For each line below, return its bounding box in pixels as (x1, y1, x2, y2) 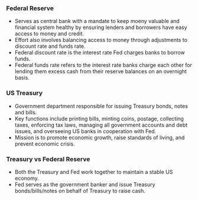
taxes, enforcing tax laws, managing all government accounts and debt (14, 121, 188, 128)
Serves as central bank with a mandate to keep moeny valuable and (14, 18, 180, 25)
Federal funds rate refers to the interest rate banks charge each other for (14, 62, 192, 69)
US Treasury (6, 89, 43, 97)
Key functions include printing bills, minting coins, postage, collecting (14, 115, 184, 122)
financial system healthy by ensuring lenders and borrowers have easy (14, 24, 187, 31)
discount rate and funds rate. (14, 43, 86, 50)
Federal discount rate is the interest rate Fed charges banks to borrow (14, 49, 185, 56)
